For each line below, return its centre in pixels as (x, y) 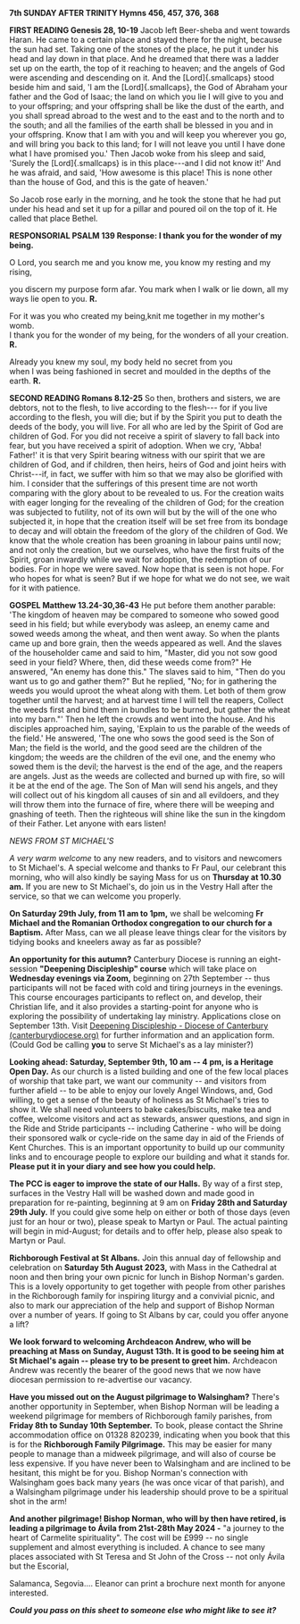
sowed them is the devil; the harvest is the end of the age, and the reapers (146, 766)
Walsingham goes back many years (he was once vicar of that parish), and (147, 1482)
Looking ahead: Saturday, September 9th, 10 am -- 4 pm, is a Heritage (142, 1062)
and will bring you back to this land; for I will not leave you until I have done (147, 144)
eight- (270, 959)
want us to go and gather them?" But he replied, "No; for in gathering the (143, 681)
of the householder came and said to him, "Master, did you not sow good (143, 653)
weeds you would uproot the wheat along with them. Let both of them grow (148, 691)
